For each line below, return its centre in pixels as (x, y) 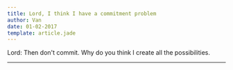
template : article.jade (42, 33)
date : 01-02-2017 (32, 26)
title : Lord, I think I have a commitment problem (82, 14)
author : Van (24, 20)
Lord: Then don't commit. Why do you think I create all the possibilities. (109, 53)
